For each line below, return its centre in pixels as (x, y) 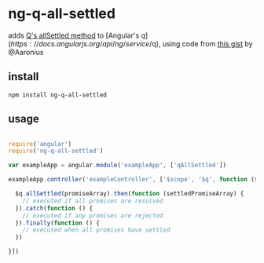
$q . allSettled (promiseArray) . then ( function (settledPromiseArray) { (130, 194)
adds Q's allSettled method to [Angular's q (77, 35)
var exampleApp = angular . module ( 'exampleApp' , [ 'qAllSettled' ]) (117, 166)
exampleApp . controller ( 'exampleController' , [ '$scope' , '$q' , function (128, 180)
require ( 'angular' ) (40, 144)
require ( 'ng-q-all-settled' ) (56, 151)
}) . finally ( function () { (58, 223)
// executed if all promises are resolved (93, 201)
